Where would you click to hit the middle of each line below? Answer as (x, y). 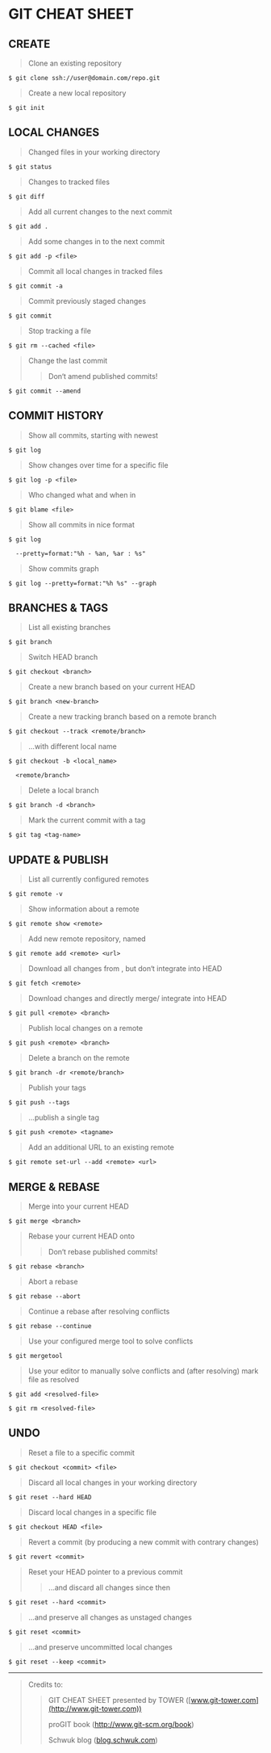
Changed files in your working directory (94, 152)
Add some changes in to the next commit (96, 241)
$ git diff (27, 196)
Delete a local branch (63, 790)
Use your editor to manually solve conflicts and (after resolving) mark (143, 1371)
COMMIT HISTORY (56, 416)
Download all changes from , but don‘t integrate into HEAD (125, 969)
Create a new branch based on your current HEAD (112, 687)
